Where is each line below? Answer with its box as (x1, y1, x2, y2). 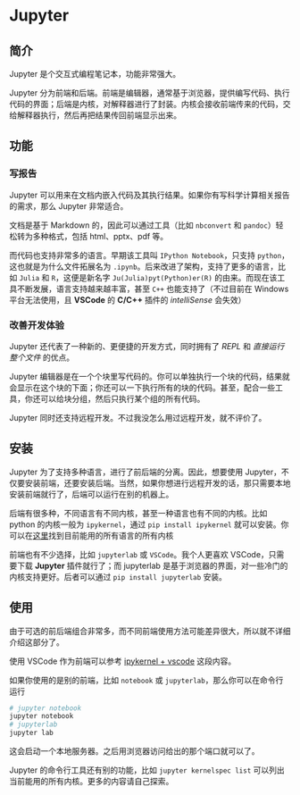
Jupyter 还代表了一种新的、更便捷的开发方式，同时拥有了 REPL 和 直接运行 (9, 340, 285, 351)
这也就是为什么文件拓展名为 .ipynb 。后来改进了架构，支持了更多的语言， (9, 261, 279, 272)
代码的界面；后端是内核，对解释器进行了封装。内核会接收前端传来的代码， (9, 99, 283, 109)
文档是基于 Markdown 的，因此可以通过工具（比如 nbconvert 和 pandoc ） (9, 220, 276, 230)
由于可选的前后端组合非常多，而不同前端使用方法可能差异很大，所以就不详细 (9, 625, 291, 636)
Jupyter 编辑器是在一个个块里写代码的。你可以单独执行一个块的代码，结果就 (9, 371, 290, 381)
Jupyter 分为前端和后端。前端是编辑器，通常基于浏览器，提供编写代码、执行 (9, 88, 290, 98)
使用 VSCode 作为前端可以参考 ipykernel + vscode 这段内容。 (9, 656, 237, 666)
